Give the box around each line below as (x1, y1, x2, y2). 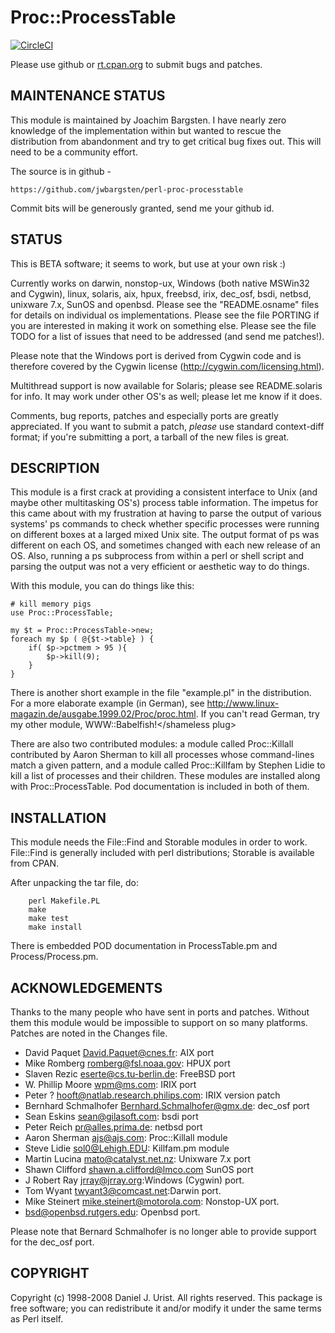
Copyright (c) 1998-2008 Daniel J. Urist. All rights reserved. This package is (10, 1291, 323, 1303)
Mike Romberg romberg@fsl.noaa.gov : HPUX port (24, 1057, 231, 1069)
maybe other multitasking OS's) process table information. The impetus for (10, 497, 319, 509)
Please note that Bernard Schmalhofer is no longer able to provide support (10, 1226, 317, 1237)
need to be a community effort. (10, 146, 138, 158)
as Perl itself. (10, 1312, 64, 1325)
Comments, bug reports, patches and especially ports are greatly (10, 409, 279, 421)
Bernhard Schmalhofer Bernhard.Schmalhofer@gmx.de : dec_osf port (24, 1100, 310, 1111)
